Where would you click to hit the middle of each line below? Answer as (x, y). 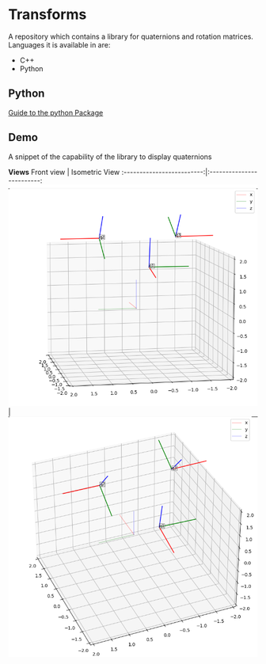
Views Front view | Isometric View (64, 172)
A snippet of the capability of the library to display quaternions (110, 157)
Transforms (47, 15)
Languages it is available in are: (59, 44)
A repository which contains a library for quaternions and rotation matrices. (131, 36)
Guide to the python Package (56, 112)
